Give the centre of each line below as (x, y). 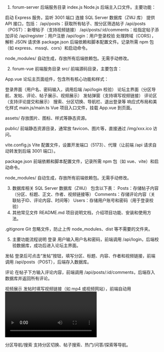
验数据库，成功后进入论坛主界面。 (46, 245)
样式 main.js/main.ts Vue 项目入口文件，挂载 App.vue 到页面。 (72, 108)
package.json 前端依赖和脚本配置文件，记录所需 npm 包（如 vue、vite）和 (80, 161)
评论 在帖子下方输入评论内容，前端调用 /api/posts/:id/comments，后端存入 (80, 272)
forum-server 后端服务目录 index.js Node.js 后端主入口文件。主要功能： (84, 7)
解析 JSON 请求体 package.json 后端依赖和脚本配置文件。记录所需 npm (77, 42)
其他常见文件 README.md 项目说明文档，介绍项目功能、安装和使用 (80, 213)
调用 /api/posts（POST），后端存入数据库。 (48, 262)
